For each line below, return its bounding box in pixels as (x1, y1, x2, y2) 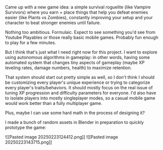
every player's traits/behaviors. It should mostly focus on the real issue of (5, 85, 153, 90)
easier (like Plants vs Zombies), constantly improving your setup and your (5, 15, 153, 20)
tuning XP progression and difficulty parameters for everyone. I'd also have (5, 90, 156, 96)
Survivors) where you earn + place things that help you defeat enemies (5, 9, 148, 15)
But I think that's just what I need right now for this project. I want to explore (5, 49, 158, 55)
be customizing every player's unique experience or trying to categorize (5, 79, 150, 85)
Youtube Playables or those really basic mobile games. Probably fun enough (5, 34, 159, 40)
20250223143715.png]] (5, 139, 52, 145)
